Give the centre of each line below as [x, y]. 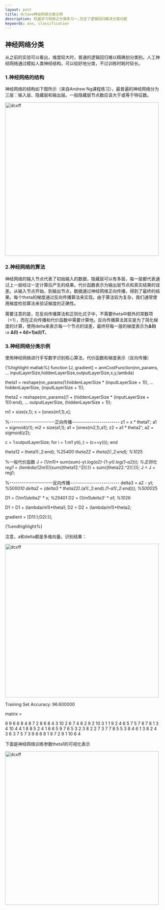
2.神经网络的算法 [25, 267]
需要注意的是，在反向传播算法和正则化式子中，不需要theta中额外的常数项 [79, 314]
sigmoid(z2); [18, 433]
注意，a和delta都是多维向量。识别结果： [46, 536]
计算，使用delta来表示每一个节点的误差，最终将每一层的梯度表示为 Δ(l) [85, 326]
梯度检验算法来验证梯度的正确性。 [44, 303]
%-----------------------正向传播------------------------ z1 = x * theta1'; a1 [81, 422]
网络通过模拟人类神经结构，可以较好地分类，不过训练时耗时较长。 [76, 63]
